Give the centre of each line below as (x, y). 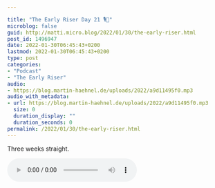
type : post (23, 58)
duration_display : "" (45, 116)
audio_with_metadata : (38, 97)
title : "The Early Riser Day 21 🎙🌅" (60, 19)
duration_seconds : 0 (43, 122)
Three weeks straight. (38, 149)
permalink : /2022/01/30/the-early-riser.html (74, 129)
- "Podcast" (24, 71)
